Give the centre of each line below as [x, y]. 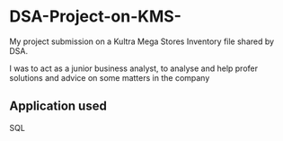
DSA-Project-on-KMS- [96, 17]
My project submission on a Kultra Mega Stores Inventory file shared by [142, 41]
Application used [58, 106]
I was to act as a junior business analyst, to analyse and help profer [134, 68]
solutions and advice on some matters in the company [110, 77]
